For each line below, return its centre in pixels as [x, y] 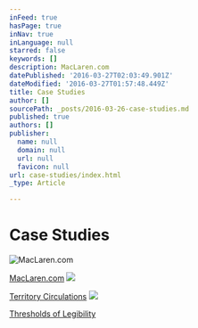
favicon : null [43, 167]
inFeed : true [33, 17]
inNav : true [31, 34]
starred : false [37, 51]
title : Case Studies [48, 92]
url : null [35, 158]
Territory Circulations [48, 297]
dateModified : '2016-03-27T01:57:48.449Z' [89, 84]
